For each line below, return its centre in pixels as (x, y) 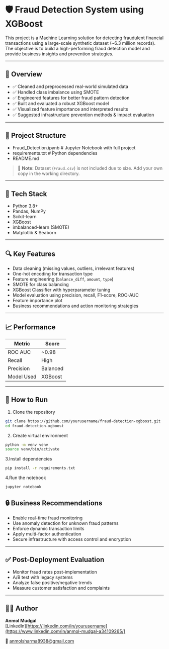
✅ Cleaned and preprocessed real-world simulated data (70, 86)
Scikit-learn (24, 217)
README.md (26, 158)
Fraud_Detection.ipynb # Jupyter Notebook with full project (74, 148)
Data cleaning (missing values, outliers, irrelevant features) (73, 268)
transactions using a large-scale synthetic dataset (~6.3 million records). (80, 43)
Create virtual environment (40, 435)
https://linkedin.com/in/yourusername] (67, 626)
